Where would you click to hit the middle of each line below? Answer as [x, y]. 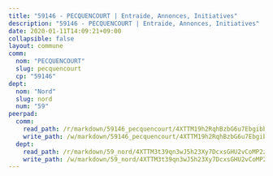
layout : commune [36, 46]
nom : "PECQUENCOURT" [50, 62]
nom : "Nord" [36, 91]
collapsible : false [41, 39]
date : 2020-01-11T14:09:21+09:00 [65, 31]
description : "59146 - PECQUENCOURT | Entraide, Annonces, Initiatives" [134, 24]
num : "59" [32, 106]
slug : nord [34, 99]
